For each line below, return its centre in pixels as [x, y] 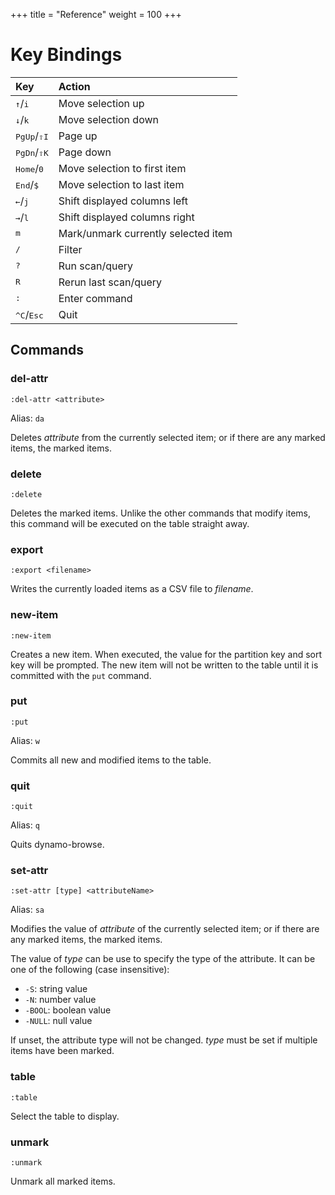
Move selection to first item [122, 168]
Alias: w [25, 740]
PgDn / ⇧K [32, 152]
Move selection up [101, 103]
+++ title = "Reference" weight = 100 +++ [96, 14]
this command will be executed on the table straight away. [130, 523]
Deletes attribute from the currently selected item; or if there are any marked [168, 437]
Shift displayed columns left [123, 201]
